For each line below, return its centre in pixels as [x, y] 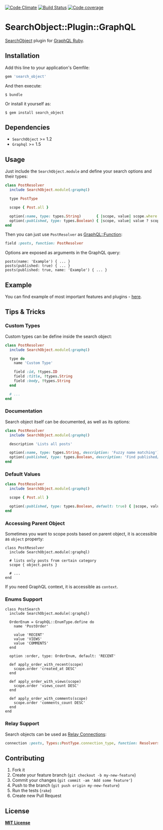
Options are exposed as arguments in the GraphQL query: [63, 253]
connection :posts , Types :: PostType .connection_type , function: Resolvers [82, 743]
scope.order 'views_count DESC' [46, 686]
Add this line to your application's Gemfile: [47, 68]
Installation [22, 56]
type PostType [24, 199]
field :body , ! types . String [42, 381]
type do [17, 359]
